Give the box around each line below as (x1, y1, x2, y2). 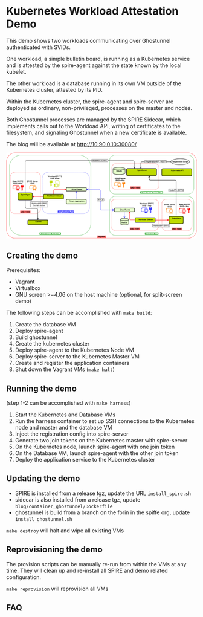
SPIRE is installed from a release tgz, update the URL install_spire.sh (14, 489, 192, 497)
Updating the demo (6, 473, 80, 484)
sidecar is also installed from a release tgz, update (14, 496, 141, 503)
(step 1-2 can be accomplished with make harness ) (6, 399, 131, 406)
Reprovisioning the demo (6, 544, 103, 555)
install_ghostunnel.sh (14, 516, 72, 522)
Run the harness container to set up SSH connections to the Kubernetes (14, 417, 195, 424)
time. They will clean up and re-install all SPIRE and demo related (6, 567, 168, 574)
